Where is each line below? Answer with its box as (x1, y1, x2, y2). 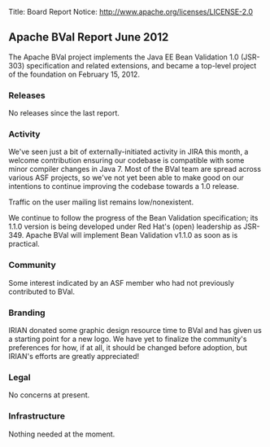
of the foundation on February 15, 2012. (8, 69, 141, 79)
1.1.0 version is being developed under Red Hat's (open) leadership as (8, 221, 242, 231)
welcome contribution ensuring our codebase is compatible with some (8, 156, 245, 165)
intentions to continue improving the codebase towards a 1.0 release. (8, 182, 240, 191)
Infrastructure (8, 410, 66, 422)
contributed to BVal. (8, 287, 76, 296)
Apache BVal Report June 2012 (8, 30, 169, 44)
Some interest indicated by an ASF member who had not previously (8, 278, 234, 287)
